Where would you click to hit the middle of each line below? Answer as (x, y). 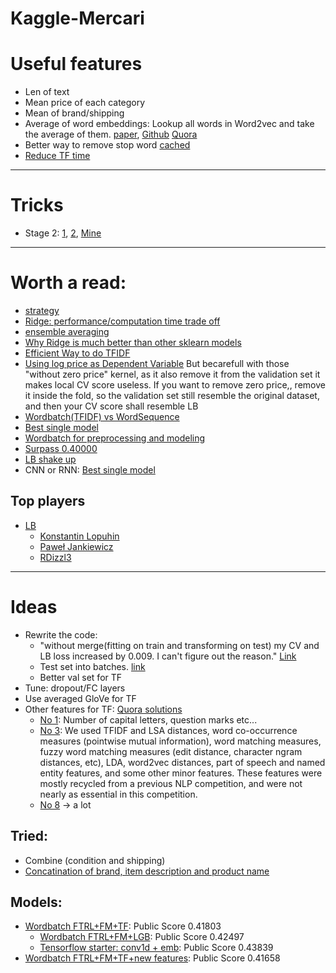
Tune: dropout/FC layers (75, 688)
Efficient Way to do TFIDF (77, 353)
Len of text (47, 92)
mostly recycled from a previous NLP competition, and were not (171, 783)
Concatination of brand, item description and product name (147, 871)
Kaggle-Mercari (77, 18)
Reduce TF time (57, 156)
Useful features (76, 64)
